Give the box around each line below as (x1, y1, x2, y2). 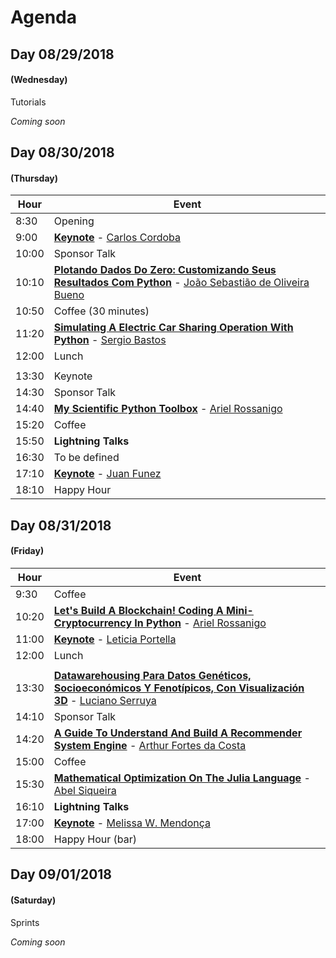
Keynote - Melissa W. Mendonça (53, 816, 211, 830)
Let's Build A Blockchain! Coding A (53, 603, 224, 617)
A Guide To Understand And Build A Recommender (53, 726, 303, 740)
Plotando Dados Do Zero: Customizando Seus (53, 263, 277, 277)
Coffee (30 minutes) (53, 304, 150, 318)
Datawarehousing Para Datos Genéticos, (53, 668, 252, 682)
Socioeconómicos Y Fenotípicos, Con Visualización (53, 681, 305, 695)
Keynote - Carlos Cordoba (53, 231, 182, 245)
